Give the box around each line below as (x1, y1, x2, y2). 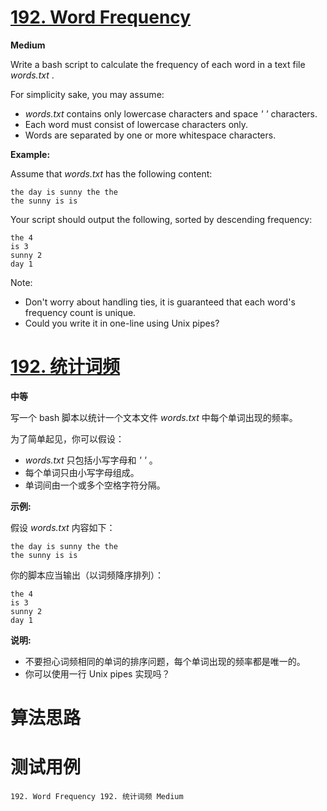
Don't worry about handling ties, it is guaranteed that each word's (24, 296, 296, 308)
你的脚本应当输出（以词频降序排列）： (10, 569, 164, 581)
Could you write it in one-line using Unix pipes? (24, 317, 220, 329)
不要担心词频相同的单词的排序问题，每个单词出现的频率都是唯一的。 (24, 655, 306, 667)
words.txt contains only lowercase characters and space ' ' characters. (24, 107, 318, 120)
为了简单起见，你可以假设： (10, 432, 125, 445)
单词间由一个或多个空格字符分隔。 (24, 479, 166, 491)
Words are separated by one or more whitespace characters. (24, 129, 277, 141)
